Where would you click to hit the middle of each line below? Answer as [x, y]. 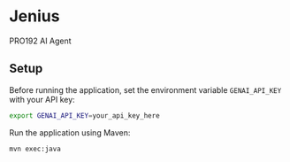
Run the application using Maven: [70, 132]
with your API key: [42, 99]
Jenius [34, 16]
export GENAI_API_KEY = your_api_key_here [85, 116]
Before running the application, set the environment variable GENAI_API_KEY [145, 89]
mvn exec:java [35, 149]
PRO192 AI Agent [41, 41]
